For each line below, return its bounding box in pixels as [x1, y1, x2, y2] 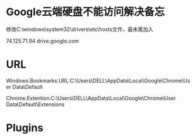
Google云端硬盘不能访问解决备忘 [6, 5, 165, 19]
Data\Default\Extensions [6, 100, 65, 108]
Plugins [6, 121, 44, 135]
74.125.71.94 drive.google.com [6, 37, 80, 44]
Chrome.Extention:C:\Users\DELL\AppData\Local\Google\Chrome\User [6, 94, 176, 101]
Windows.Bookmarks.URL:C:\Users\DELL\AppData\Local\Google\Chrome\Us [6, 77, 190, 84]
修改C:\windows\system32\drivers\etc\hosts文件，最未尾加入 [6, 26, 154, 33]
